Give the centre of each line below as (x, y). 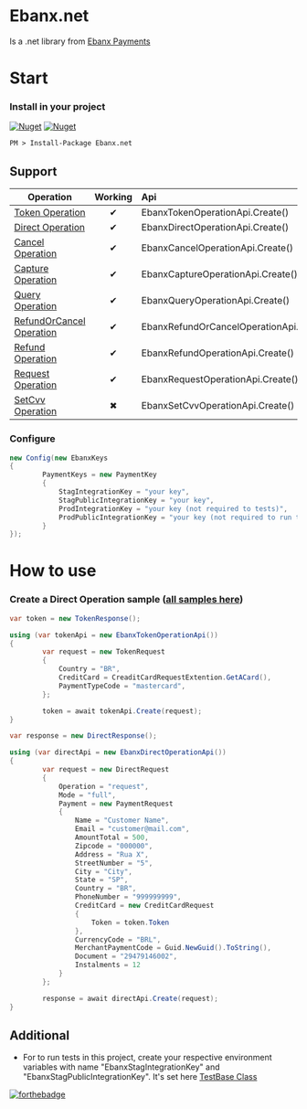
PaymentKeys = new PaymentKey (100, 475)
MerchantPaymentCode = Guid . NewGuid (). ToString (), (173, 948)
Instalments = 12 (108, 965)
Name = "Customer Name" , (122, 821)
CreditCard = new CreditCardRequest (144, 906)
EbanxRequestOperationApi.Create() (220, 379)
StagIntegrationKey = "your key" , (124, 492)
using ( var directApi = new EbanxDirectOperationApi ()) (118, 752)
